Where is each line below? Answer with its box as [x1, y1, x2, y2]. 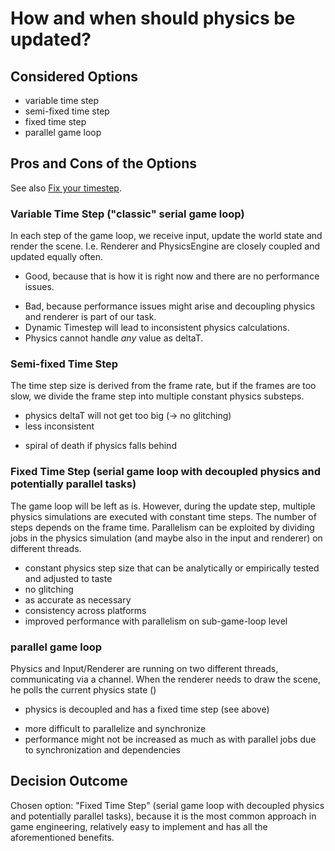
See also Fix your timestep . [10, 182, 122, 194]
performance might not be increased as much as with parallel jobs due [24, 733, 317, 745]
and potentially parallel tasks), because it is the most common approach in [10, 810, 317, 822]
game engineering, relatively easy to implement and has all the [10, 820, 268, 832]
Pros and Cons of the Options [10, 155, 197, 172]
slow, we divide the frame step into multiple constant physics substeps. [10, 390, 305, 402]
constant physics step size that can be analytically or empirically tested [24, 562, 320, 574]
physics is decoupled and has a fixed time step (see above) [24, 703, 270, 715]
